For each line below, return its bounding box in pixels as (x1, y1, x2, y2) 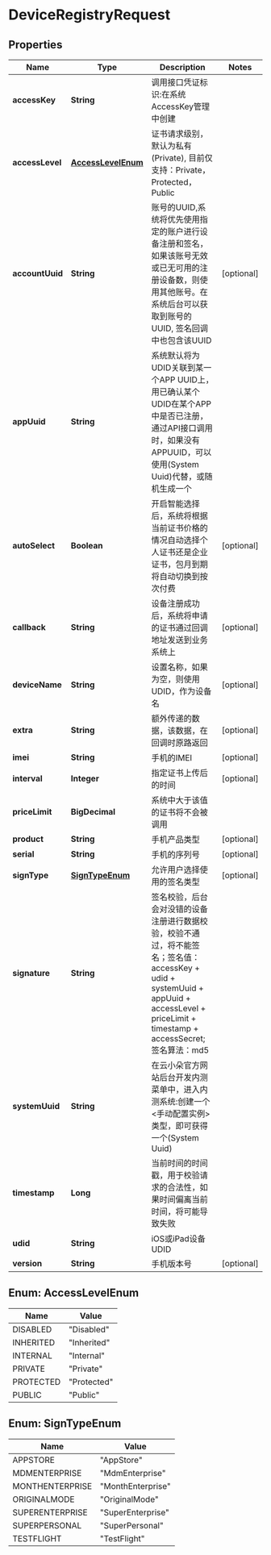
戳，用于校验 (151, 1169, 200, 1181)
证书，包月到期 (151, 559, 208, 569)
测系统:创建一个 (151, 1096, 211, 1107)
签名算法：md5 (151, 1044, 210, 1056)
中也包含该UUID (151, 335, 212, 346)
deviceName (12, 679, 62, 690)
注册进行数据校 (151, 915, 208, 927)
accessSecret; (151, 1033, 206, 1044)
